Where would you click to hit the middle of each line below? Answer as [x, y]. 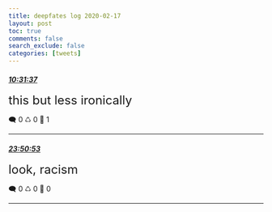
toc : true [25, 31]
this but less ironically [70, 100]
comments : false [36, 38]
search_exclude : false [47, 46]
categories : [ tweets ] [45, 53]
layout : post [30, 23]
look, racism [43, 170]
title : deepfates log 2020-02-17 [65, 16]
